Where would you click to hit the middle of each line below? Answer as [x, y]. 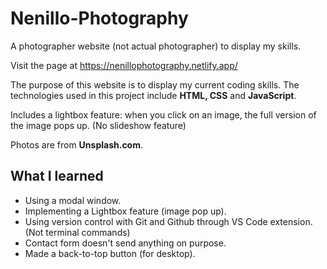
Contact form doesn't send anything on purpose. [125, 243]
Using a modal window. [73, 200]
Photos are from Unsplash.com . [77, 144]
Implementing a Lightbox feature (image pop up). [125, 211]
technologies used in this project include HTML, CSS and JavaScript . [153, 95]
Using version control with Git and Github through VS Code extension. [168, 221]
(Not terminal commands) [77, 232]
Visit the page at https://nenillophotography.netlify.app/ [124, 65]
